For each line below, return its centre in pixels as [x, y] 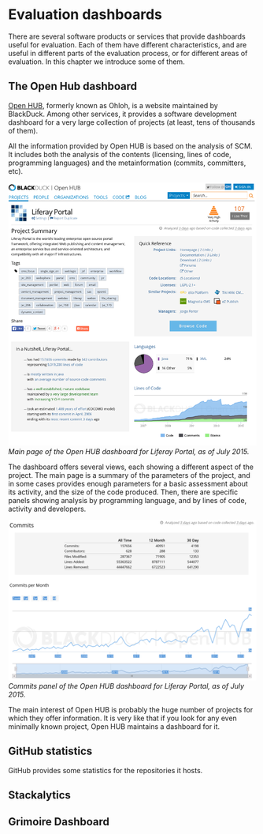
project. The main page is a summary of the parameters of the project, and [129, 475]
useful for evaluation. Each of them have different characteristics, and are [128, 44]
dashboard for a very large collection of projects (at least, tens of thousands [132, 122]
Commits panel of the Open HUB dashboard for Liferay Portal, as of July [126, 686]
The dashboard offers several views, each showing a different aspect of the [131, 467]
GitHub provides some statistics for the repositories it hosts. [106, 770]
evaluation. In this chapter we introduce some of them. [96, 62]
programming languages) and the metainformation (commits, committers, [127, 163]
